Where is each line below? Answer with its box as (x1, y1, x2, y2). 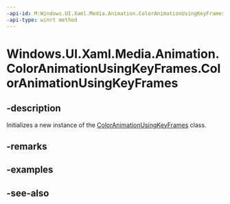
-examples (6, 164, 54, 176)
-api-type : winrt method (6, 16, 78, 23)
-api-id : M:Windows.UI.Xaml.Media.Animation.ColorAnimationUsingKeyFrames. (6, 10, 228, 17)
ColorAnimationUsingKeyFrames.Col (6, 60, 221, 76)
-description (6, 102, 61, 114)
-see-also (6, 187, 49, 199)
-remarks (6, 140, 47, 152)
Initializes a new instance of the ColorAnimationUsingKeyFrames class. (6, 121, 207, 129)
